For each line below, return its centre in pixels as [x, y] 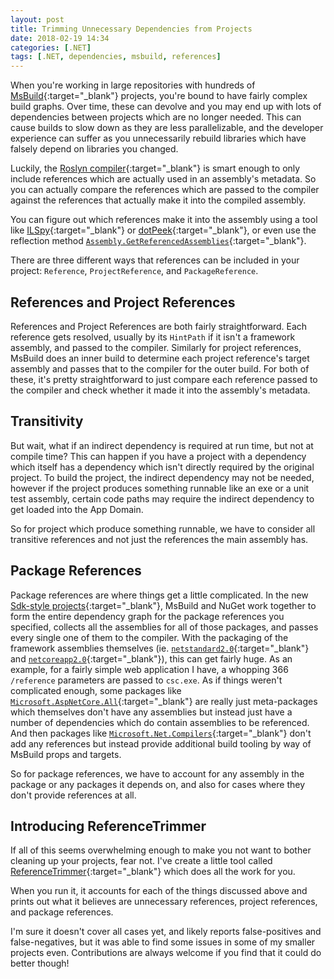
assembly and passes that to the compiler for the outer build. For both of [160, 368]
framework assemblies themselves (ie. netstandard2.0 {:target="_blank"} [160, 648]
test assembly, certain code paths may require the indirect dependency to [162, 498]
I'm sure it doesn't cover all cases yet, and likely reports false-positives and [166, 932]
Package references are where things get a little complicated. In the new [159, 595]
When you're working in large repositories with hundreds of [133, 85]
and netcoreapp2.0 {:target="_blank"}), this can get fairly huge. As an [151, 658]
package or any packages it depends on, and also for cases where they [158, 784]
